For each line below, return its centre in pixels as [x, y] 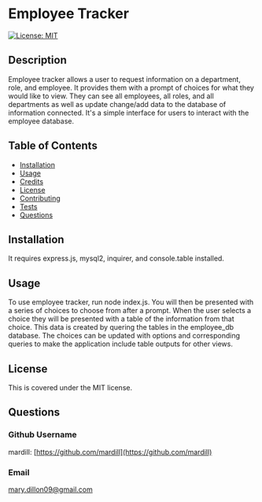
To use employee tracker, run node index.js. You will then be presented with [131, 302]
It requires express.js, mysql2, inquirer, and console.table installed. [116, 258]
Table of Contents [53, 146]
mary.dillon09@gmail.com [50, 489]
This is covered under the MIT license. [70, 388]
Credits [31, 181]
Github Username [42, 435]
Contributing [40, 198]
